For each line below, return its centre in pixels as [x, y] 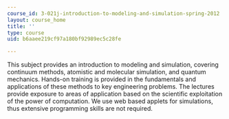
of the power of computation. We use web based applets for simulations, [110, 101]
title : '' [21, 26]
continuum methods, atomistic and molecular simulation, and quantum [107, 72]
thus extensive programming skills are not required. [80, 109]
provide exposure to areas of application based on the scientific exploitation [115, 94]
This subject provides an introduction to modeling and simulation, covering [113, 65]
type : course [26, 33]
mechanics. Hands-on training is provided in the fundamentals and [101, 79]
